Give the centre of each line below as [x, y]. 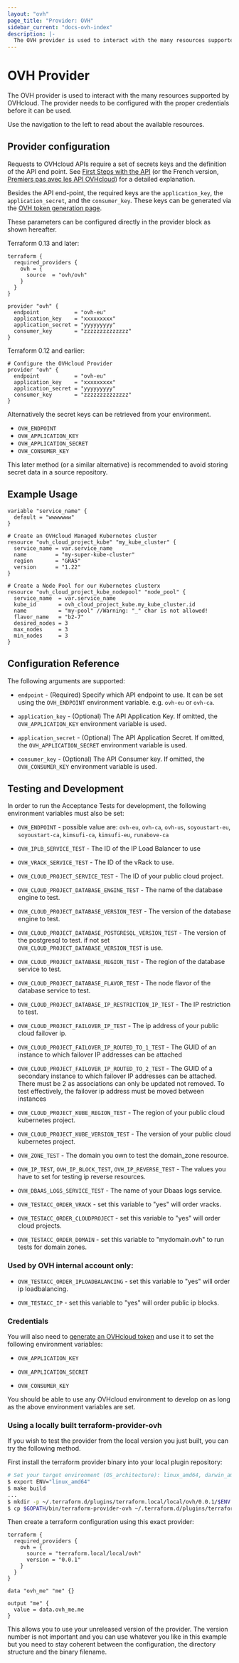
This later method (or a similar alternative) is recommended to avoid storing [118, 465]
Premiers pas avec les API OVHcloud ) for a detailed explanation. [101, 179]
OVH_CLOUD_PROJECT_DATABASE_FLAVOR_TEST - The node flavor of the [114, 983]
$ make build [27, 1488]
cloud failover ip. [42, 1033]
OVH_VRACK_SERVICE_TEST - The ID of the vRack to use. [96, 862]
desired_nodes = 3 [41, 623]
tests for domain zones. [52, 1247]
